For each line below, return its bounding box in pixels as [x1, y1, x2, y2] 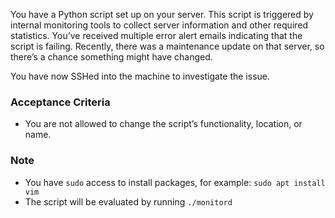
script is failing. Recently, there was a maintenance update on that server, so [10, 40, 325, 52]
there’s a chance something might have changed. [10, 51, 213, 63]
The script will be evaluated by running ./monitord [24, 195, 233, 208]
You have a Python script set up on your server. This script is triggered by [10, 9, 314, 20]
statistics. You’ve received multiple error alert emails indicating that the [10, 30, 303, 41]
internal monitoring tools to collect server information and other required [10, 19, 309, 31]
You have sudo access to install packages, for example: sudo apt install [24, 176, 326, 188]
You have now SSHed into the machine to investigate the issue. [10, 70, 271, 82]
